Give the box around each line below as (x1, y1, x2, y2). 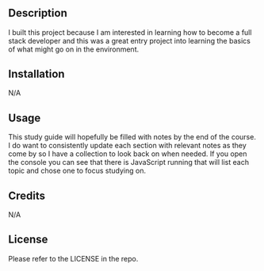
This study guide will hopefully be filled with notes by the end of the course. (8, 132, 256, 142)
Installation (8, 67, 65, 81)
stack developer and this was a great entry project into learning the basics (8, 36, 251, 45)
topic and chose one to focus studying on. (8, 166, 147, 176)
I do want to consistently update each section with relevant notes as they (8, 141, 247, 151)
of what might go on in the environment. (8, 44, 140, 54)
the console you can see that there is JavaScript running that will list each (8, 158, 250, 167)
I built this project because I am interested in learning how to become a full (8, 27, 252, 37)
